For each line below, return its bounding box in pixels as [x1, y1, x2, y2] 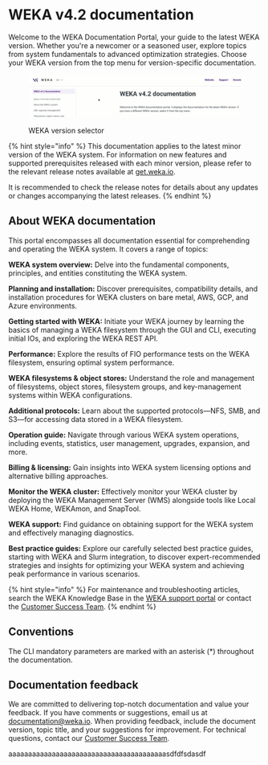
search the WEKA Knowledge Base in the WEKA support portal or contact [8, 593, 252, 603]
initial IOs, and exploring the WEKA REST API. [8, 333, 158, 343]
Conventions [8, 625, 75, 639]
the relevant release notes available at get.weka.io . [8, 166, 177, 176]
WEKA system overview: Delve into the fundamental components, [8, 260, 229, 269]
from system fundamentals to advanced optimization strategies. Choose [8, 49, 247, 59]
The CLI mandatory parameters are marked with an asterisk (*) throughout [8, 646, 254, 656]
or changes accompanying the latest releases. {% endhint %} [8, 190, 212, 200]
